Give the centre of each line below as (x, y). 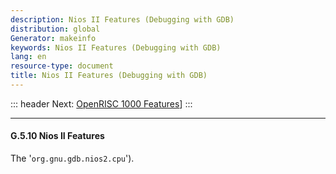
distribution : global (55, 29)
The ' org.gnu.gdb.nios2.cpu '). (72, 158)
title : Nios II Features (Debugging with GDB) (109, 76)
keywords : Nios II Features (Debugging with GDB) (116, 47)
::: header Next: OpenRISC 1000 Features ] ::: (101, 103)
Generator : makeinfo (53, 38)
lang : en (28, 57)
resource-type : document (62, 66)
